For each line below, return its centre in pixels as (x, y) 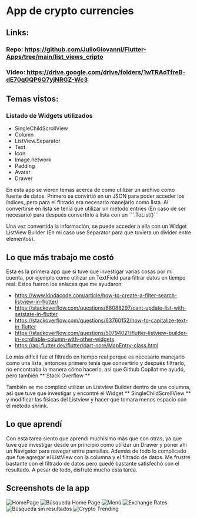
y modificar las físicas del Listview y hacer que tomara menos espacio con (96, 399)
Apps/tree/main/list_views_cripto (55, 57)
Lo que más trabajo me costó (60, 257)
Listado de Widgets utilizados (49, 115)
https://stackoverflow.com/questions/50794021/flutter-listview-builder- (101, 333)
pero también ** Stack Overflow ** (48, 376)
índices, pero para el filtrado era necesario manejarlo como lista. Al (87, 202)
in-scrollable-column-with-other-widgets (64, 339)
